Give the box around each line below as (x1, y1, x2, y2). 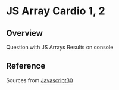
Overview (6, 28, 43, 38)
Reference (6, 61, 46, 71)
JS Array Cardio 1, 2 (6, 4, 105, 18)
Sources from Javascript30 (6, 76, 73, 84)
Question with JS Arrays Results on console (6, 44, 114, 51)
